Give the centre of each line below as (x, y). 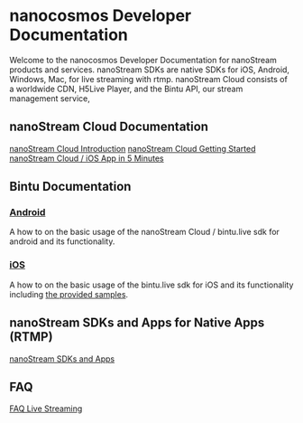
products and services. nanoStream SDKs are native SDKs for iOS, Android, (150, 70)
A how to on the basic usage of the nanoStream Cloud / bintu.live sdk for (144, 232)
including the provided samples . (69, 294)
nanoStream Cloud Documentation (109, 127)
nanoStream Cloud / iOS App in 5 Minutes (87, 158)
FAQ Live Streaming (46, 409)
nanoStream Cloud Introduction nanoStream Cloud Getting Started (133, 148)
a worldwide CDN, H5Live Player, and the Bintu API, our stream (126, 89)
